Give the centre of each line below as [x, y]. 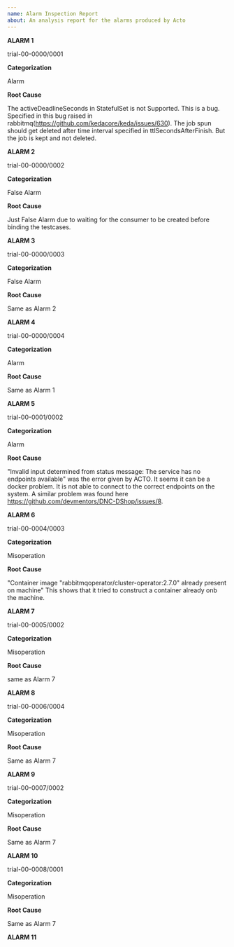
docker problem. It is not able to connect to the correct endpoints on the [111, 486]
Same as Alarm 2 [32, 308]
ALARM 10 [23, 855]
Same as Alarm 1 [31, 390]
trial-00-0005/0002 [36, 625]
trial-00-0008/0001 [35, 869]
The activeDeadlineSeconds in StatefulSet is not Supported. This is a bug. [114, 108]
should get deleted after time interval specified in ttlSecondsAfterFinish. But [116, 130]
